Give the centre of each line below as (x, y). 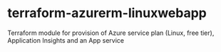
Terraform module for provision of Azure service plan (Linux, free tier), (111, 33)
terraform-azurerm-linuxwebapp (107, 13)
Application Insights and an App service (66, 40)
